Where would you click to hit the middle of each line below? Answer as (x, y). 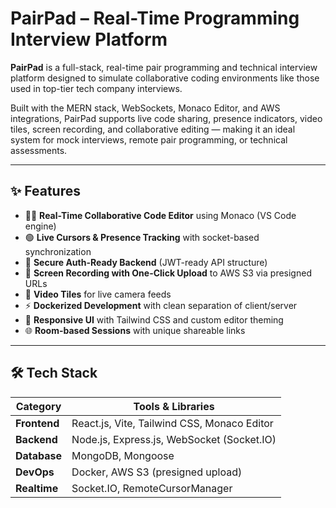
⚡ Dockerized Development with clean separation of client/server (161, 305)
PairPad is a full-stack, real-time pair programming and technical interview (164, 67)
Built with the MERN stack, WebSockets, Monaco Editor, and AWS (145, 108)
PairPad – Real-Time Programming (155, 18)
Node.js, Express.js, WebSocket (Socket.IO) (174, 439)
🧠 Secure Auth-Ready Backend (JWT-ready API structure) (146, 262)
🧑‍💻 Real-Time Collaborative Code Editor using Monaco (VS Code (160, 215)
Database (39, 455)
